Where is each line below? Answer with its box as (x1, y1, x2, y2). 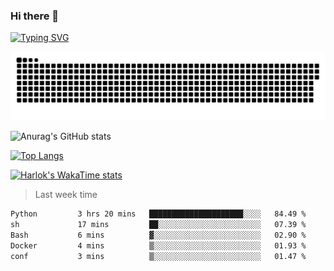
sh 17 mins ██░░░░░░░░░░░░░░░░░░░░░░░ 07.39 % (10, 219, 307, 229)
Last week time (34, 189, 98, 201)
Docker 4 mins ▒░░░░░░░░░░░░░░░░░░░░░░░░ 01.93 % (10, 240, 307, 251)
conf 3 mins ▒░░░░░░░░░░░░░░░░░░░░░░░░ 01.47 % (10, 251, 307, 261)
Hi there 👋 (10, 9, 60, 23)
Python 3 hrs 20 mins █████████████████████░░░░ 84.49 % (10, 209, 307, 219)
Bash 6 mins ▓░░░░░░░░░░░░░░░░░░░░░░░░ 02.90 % (10, 230, 307, 240)
